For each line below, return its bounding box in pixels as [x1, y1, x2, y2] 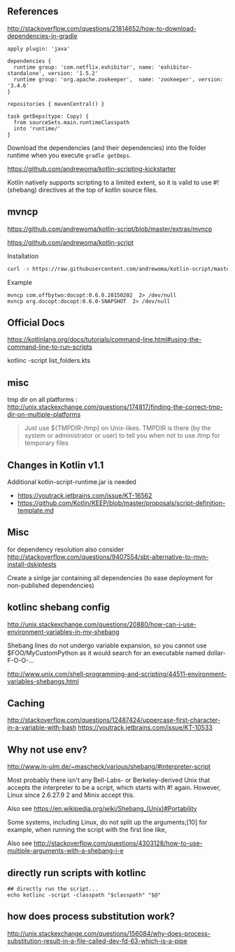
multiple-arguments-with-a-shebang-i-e [7, 847, 124, 855]
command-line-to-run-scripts [7, 343, 92, 351]
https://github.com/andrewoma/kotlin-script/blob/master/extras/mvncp [7, 224, 213, 233]
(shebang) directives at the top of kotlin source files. [7, 185, 158, 194]
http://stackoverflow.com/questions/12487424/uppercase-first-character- [7, 716, 221, 725]
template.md [17, 506, 54, 514]
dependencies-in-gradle [7, 32, 78, 40]
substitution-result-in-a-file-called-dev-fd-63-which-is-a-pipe [7, 937, 187, 945]
